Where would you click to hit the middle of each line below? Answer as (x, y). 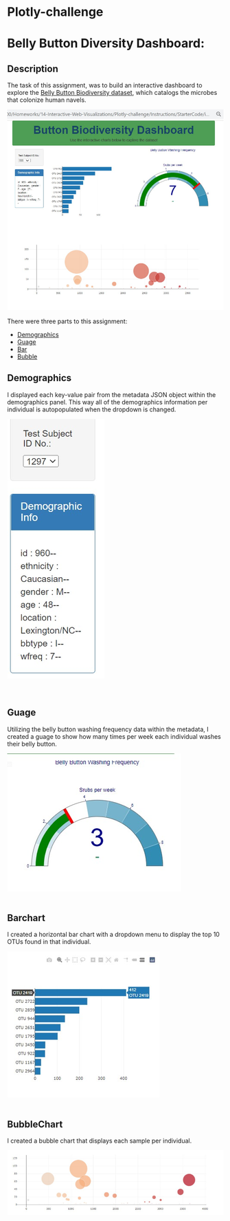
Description (33, 68)
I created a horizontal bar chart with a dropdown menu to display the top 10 (113, 934)
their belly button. (32, 744)
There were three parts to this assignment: (67, 321)
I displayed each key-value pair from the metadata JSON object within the (112, 395)
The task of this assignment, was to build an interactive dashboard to (105, 85)
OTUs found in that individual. (49, 942)
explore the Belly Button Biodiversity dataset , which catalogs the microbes (112, 93)
